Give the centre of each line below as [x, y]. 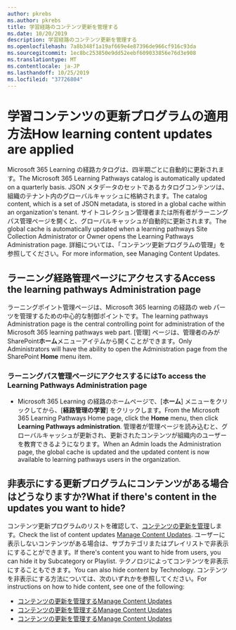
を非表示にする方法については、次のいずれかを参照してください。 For [107, 579]
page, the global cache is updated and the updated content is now [113, 452]
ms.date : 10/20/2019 [38, 33]
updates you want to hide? [66, 508]
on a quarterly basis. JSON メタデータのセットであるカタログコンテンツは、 [118, 187]
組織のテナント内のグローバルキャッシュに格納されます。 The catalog [107, 196]
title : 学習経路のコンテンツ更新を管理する [63, 27]
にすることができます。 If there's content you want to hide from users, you [114, 553]
